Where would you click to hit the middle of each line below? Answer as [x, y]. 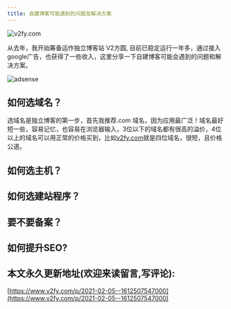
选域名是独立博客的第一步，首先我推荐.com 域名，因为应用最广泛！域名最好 [115, 120]
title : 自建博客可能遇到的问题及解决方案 [60, 14]
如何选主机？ [35, 170]
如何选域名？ [35, 102]
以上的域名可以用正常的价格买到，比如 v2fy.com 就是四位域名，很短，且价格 [115, 138]
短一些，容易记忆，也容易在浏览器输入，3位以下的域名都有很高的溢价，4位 [114, 129]
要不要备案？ [35, 222]
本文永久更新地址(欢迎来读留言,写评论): [91, 274]
